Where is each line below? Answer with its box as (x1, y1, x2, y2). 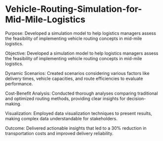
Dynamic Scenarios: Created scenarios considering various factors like (5, 70, 150, 76)
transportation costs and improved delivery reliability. (5, 130, 114, 136)
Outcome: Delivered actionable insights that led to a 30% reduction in (5, 125, 147, 131)
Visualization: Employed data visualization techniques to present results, (5, 110, 152, 116)
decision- (126, 95, 146, 102)
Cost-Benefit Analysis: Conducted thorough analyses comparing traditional (5, 90, 158, 96)
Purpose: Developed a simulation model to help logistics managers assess (5, 30, 157, 36)
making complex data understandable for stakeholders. (5, 115, 118, 121)
